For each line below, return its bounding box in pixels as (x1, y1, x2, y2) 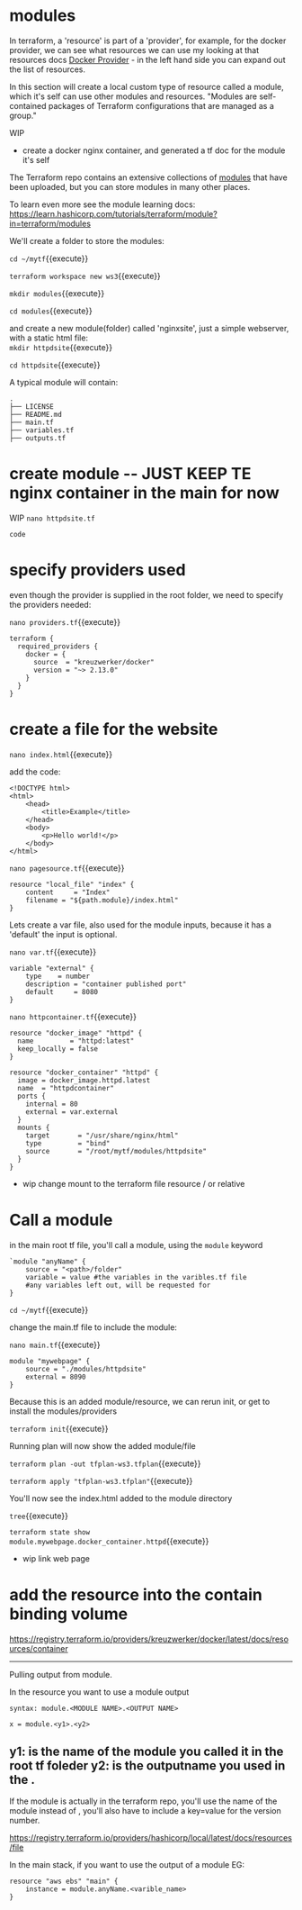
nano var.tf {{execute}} (9, 946, 97, 957)
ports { (17, 1091, 47, 1100)
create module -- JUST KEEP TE (9, 464, 252, 484)
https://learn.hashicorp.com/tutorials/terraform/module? (9, 208, 218, 219)
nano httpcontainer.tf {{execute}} (9, 1010, 138, 1022)
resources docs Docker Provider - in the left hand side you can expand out (9, 54, 286, 65)
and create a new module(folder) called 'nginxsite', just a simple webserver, (9, 322, 289, 333)
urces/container (9, 1643, 69, 1653)
